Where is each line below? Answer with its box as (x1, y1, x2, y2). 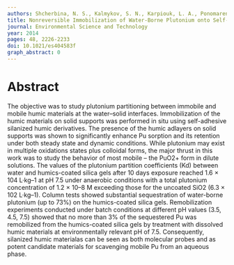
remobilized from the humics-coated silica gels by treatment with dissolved (7, 220, 224, 228)
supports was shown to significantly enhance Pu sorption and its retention (7, 131, 221, 140)
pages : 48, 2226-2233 (7, 36, 70, 43)
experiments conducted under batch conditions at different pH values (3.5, (7, 205, 221, 214)
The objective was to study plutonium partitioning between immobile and (7, 102, 217, 110)
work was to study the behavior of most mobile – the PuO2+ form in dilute (7, 154, 219, 162)
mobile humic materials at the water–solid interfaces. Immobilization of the (7, 109, 221, 118)
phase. (7, 250, 27, 258)
